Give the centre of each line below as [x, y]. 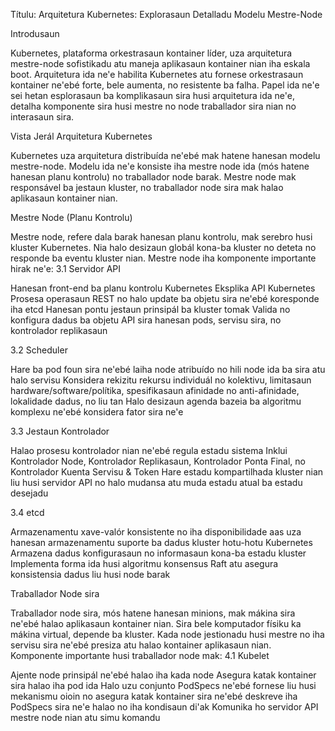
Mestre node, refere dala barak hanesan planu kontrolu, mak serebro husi [161, 237]
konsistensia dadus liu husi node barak [90, 574]
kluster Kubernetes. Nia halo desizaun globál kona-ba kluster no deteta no [163, 247]
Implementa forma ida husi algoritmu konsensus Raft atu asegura [144, 563]
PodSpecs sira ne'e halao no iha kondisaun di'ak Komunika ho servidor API [164, 707]
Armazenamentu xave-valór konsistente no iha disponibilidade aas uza [156, 532]
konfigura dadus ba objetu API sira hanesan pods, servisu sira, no [146, 320]
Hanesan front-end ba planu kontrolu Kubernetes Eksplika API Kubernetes [163, 288]
